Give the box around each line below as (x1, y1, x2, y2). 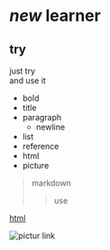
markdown (31, 178, 72, 188)
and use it (9, 75, 47, 86)
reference (22, 141, 60, 151)
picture (22, 160, 50, 170)
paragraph (22, 112, 62, 122)
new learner (9, 5, 101, 26)
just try (9, 65, 36, 76)
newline (35, 121, 66, 132)
